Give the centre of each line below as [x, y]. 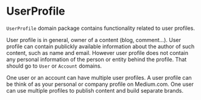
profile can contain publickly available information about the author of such [100, 46]
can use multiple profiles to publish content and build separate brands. [95, 90]
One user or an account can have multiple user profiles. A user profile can [99, 77]
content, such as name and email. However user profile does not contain [97, 52]
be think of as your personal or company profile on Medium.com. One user [100, 84]
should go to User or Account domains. [54, 66]
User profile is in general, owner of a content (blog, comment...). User [94, 40]
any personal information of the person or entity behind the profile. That [97, 59]
